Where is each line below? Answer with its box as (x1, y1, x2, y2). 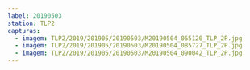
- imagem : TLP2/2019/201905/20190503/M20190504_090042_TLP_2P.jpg (15, 49, 243, 57)
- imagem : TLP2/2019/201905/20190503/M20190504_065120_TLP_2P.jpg (15, 34, 243, 43)
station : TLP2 (7, 19, 56, 27)
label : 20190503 (7, 11, 62, 20)
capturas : (7, 27, 41, 35)
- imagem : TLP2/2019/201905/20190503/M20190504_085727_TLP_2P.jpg (15, 42, 243, 50)
